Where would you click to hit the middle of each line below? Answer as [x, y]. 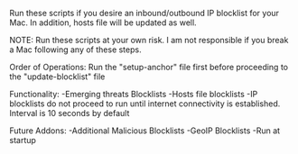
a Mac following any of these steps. [75, 50]
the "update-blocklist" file [57, 77]
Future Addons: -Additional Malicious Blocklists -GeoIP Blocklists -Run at [145, 131]
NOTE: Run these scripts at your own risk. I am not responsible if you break [149, 40]
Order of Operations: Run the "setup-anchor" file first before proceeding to [149, 67]
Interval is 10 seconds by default [70, 113]
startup [23, 140]
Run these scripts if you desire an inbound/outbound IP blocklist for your [144, 13]
